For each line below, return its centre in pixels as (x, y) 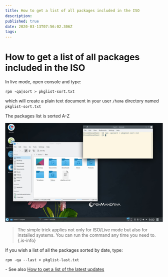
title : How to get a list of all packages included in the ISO (72, 11)
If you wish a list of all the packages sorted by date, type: (64, 250)
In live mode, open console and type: (43, 82)
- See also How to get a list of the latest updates (55, 269)
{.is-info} (26, 240)
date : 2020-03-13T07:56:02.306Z (39, 27)
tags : (11, 32)
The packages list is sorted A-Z (37, 116)
